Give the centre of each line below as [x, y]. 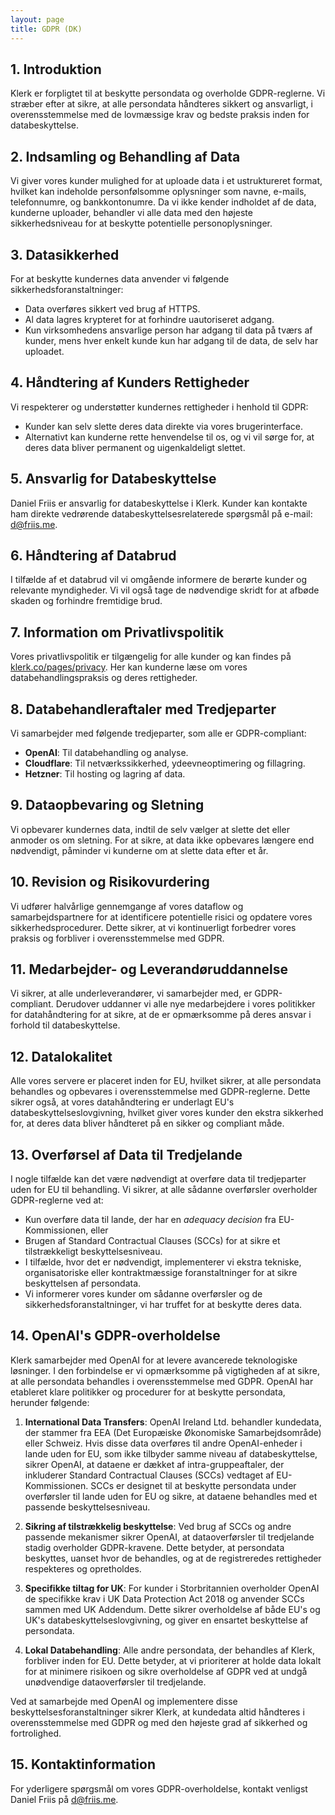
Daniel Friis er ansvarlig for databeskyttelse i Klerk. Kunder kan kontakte [159, 503]
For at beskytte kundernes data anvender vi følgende [120, 278]
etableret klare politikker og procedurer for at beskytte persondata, [148, 1392]
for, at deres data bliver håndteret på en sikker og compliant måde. [147, 1123]
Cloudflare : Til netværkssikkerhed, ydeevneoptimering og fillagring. [165, 763]
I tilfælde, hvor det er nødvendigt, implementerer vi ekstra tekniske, [163, 1262]
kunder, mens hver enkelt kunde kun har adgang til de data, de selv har [171, 340]
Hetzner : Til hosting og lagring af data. [105, 774]
